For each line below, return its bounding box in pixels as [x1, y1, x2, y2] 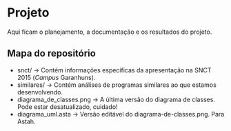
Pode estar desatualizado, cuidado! [17, 102, 119, 111]
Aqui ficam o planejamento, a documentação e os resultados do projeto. [7, 28, 212, 36]
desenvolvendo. [17, 88, 63, 96]
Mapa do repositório [7, 48, 97, 59]
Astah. [17, 117, 36, 125]
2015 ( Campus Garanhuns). [17, 73, 96, 81]
